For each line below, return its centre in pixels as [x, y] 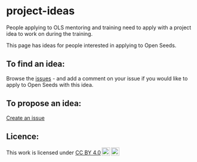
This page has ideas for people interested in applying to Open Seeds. [91, 45]
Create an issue [25, 118]
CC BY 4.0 [88, 152]
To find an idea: [36, 64]
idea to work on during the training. [50, 33]
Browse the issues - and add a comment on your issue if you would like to [97, 78]
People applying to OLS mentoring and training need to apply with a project [99, 27]
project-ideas [41, 11]
